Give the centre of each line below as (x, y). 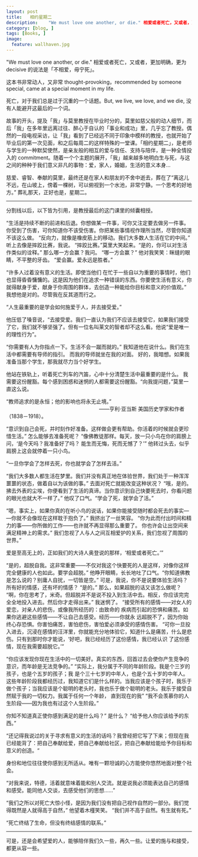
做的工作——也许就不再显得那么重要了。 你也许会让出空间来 (115, 525)
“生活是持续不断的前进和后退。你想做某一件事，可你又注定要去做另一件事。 (98, 223)
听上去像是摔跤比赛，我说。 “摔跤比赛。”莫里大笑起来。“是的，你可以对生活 (97, 245)
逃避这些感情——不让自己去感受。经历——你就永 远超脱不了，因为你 (100, 617)
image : (14, 39)
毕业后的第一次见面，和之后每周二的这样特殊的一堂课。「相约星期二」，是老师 (99, 143)
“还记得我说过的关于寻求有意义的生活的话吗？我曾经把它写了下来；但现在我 (98, 735)
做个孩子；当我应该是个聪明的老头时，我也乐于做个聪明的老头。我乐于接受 (96, 688)
